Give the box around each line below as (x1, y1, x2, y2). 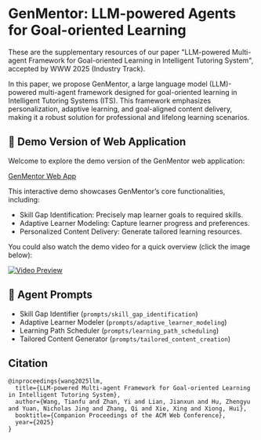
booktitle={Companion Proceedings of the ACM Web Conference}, (15, 412, 226, 420)
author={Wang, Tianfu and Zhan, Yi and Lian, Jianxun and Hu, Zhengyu (15, 398, 251, 406)
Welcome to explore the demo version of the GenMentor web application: (8, 156, 245, 165)
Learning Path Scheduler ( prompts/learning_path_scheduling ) (19, 325, 219, 335)
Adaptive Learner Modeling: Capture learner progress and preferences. (19, 218, 250, 227)
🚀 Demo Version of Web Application (8, 135, 187, 149)
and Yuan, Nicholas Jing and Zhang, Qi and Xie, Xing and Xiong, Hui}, (8, 405, 247, 413)
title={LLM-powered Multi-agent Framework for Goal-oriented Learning (15, 384, 251, 392)
